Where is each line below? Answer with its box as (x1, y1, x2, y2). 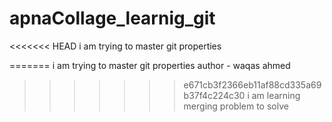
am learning (251, 89, 301, 101)
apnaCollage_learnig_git (9, 7, 216, 30)
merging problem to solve (183, 100, 289, 112)
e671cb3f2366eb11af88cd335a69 (183, 78, 322, 91)
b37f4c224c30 (183, 89, 246, 101)
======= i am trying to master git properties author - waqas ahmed (9, 59, 291, 71)
